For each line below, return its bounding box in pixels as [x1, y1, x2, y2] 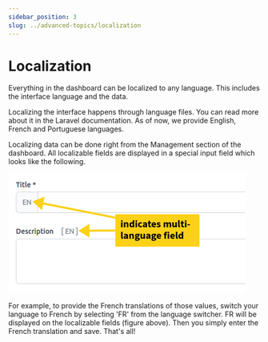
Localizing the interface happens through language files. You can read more [8, 107, 259, 117]
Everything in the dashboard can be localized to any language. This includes [8, 83, 260, 93]
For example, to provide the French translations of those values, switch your [8, 301, 259, 311]
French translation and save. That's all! [8, 327, 136, 336]
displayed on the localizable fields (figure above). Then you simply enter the [8, 318, 258, 328]
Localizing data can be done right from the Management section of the [8, 140, 242, 150]
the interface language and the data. [8, 92, 129, 102]
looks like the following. [8, 157, 86, 167]
